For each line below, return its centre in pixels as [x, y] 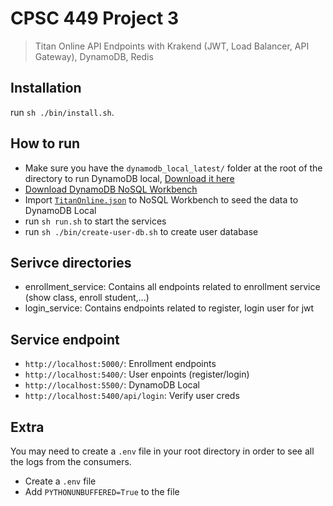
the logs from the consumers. [71, 461]
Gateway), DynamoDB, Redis [94, 56]
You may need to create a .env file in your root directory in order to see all [162, 451]
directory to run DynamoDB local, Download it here [129, 178]
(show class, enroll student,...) [87, 298]
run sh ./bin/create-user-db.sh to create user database [141, 231]
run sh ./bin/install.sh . [62, 112]
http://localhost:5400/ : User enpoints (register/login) [137, 374]
